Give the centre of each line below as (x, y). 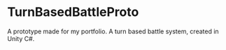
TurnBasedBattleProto (73, 12)
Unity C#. (21, 38)
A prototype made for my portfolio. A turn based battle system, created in (113, 31)
